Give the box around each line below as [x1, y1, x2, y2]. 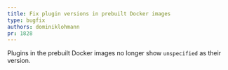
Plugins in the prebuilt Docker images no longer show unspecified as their [7, 49, 222, 57]
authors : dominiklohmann [7, 23, 80, 30]
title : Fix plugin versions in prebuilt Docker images [7, 10, 171, 17]
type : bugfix [7, 17, 46, 24]
